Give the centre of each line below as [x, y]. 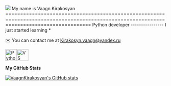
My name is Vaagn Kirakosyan [43, 8]
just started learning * [28, 30]
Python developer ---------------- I [129, 25]
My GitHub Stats [23, 68]
